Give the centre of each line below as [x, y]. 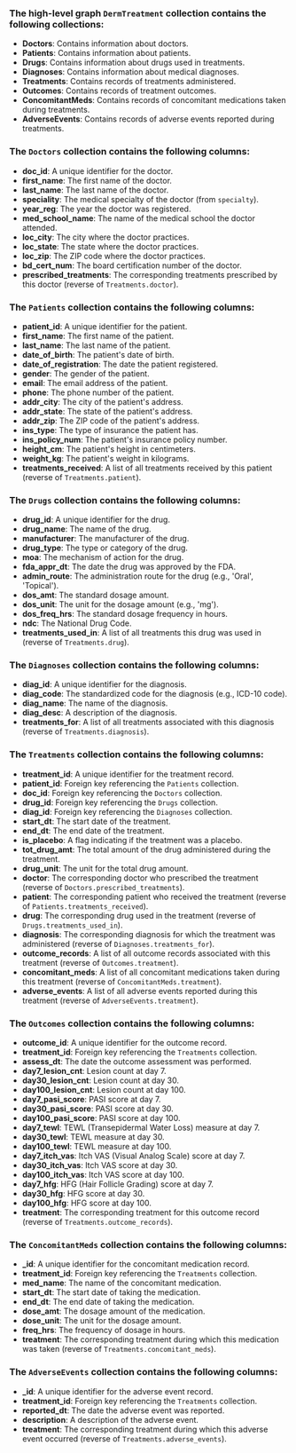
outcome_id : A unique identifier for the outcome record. [125, 1043]
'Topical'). [40, 586]
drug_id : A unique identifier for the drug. [96, 520]
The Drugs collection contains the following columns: [125, 500]
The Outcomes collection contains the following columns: [132, 1023]
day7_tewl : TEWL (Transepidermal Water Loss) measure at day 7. [141, 1128]
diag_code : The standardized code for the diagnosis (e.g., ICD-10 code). [155, 694]
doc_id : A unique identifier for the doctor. [97, 170]
